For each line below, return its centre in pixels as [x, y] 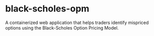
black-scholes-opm [47, 9]
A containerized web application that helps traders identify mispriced [77, 22]
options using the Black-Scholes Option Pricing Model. [62, 27]
